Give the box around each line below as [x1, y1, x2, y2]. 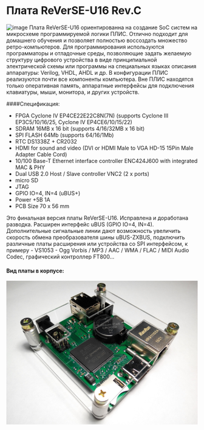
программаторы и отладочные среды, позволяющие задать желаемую [6, 49, 192, 57]
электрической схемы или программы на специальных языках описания [6, 62, 197, 70]
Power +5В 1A [15, 196, 50, 203]
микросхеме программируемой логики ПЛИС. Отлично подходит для [6, 30, 188, 37]
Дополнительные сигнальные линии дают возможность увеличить [6, 227, 181, 234]
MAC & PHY [15, 164, 46, 171]
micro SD [15, 176, 38, 184]
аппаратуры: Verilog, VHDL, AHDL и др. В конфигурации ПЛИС [6, 69, 169, 76]
